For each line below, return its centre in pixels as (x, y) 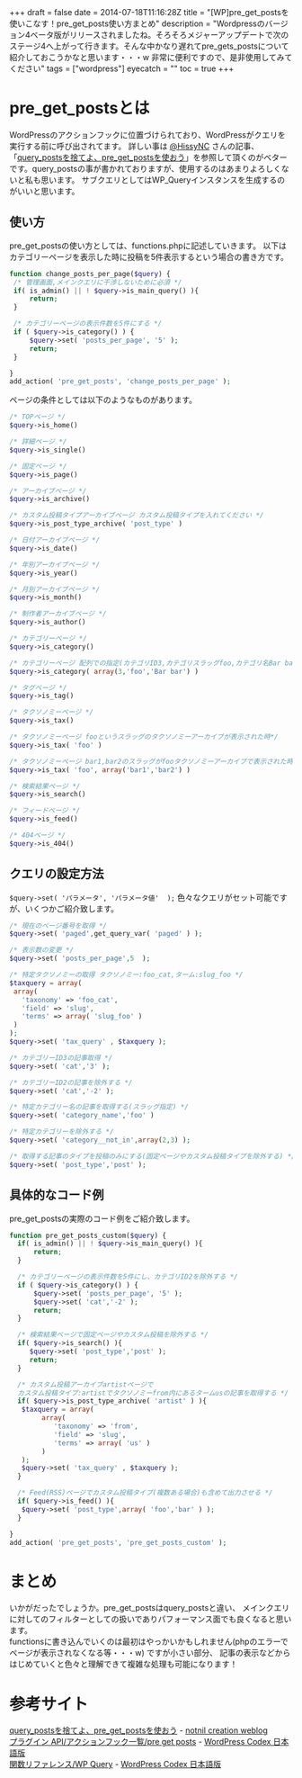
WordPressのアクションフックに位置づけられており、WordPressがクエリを (147, 135)
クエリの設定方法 (57, 874)
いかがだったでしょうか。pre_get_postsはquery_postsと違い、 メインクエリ (150, 1608)
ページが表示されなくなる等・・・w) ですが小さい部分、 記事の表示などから (150, 1653)
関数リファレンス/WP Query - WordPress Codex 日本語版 (115, 1765)
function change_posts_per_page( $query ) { (90, 274)
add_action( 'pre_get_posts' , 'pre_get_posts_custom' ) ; (118, 1542)
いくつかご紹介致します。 (72, 908)
